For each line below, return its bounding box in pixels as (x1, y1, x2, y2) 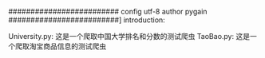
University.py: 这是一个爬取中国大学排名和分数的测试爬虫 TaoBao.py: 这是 (8, 32, 250, 41)
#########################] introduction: (8, 15, 165, 25)
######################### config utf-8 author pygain (8, 7, 208, 16)
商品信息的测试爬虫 (42, 41, 106, 51)
